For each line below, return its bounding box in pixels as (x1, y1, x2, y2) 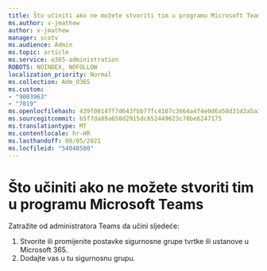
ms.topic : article (8, 48, 69, 56)
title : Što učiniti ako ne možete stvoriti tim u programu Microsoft (8, 11, 244, 20)
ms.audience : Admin (8, 41, 73, 49)
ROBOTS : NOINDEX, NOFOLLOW (8, 63, 98, 71)
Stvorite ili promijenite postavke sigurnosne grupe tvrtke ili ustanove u (19, 237, 249, 246)
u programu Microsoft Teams (8, 195, 204, 213)
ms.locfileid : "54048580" (8, 144, 94, 152)
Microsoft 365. (19, 245, 68, 254)
